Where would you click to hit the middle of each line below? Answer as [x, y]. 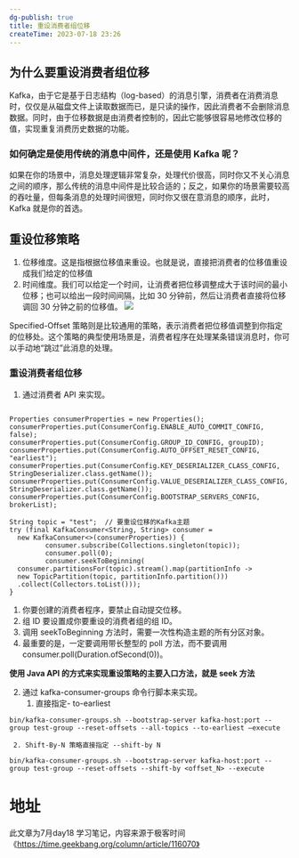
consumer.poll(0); [79, 553]
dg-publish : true [41, 17]
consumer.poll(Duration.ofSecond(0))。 [95, 654]
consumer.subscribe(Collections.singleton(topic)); [143, 545]
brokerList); [33, 505]
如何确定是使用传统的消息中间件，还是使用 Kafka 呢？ [125, 154]
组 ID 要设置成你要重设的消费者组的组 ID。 [100, 620]
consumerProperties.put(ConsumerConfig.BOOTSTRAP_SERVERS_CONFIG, [135, 497]
